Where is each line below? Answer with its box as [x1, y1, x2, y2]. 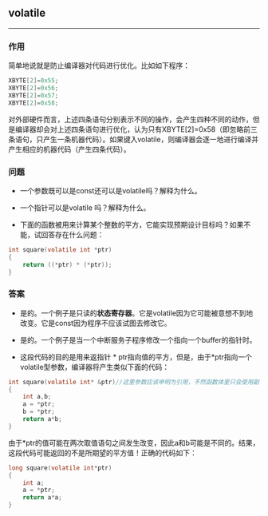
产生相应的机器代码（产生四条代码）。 [8, 144, 131, 154]
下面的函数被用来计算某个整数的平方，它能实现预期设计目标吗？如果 [19, 220, 244, 229]
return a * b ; [22, 415, 62, 423]
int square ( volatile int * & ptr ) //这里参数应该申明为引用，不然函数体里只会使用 [8, 378, 254, 386]
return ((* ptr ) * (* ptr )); [22, 260, 112, 268]
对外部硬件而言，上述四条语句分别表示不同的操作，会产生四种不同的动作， [8, 114, 253, 124]
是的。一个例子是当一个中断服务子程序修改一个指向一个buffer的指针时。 [19, 335, 257, 344]
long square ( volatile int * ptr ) [8, 463, 112, 472]
